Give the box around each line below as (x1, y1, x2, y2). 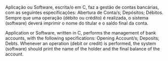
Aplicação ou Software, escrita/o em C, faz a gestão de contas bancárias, (5, 4, 159, 10)
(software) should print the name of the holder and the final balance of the (5, 46, 160, 51)
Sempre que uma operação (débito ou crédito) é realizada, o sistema (5, 15, 149, 20)
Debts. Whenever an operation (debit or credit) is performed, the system (5, 40, 156, 46)
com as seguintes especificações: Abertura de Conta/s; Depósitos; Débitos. (5, 9, 163, 15)
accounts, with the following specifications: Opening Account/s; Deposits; (5, 35, 159, 41)
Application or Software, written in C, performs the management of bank (5, 30, 156, 35)
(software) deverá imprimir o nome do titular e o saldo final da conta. (5, 20, 149, 26)
